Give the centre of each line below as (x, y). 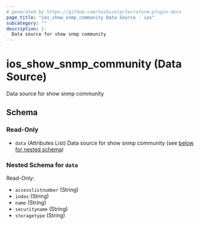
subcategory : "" (27, 23)
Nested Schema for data (42, 165)
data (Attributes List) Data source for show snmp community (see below (104, 143)
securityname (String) (41, 209)
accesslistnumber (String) (47, 190)
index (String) (32, 196)
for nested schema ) (39, 149)
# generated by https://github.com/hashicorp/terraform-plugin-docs (94, 12)
